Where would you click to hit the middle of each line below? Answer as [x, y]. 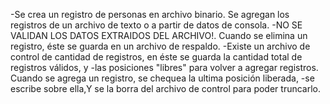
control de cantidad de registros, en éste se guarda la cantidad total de [156, 57]
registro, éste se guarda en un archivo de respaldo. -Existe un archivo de [160, 46]
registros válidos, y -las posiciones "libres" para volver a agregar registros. [164, 67]
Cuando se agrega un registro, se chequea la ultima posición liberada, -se [162, 78]
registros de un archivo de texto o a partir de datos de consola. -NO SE [156, 25]
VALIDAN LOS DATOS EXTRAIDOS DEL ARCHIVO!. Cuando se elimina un [159, 35]
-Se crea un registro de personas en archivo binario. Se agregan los [150, 14]
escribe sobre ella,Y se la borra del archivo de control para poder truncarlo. [166, 88]
